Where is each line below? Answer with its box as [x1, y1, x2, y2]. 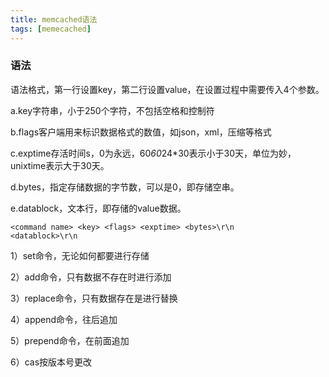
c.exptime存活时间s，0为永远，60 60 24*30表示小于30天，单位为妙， [10, 147, 297, 159]
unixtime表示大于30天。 [10, 159, 110, 171]
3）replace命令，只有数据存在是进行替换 [10, 292, 178, 304]
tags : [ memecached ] [10, 24, 92, 34]
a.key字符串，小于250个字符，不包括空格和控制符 [10, 104, 215, 116]
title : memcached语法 [10, 14, 98, 25]
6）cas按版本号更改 [10, 356, 93, 368]
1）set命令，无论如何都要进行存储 [10, 249, 150, 261]
